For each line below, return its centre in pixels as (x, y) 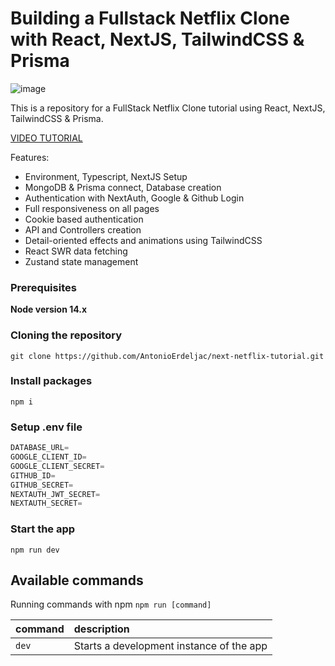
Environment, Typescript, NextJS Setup (106, 176)
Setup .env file (46, 427)
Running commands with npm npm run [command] (111, 604)
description (101, 629)
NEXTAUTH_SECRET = (46, 503)
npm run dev (35, 550)
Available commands (77, 580)
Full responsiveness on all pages (92, 208)
